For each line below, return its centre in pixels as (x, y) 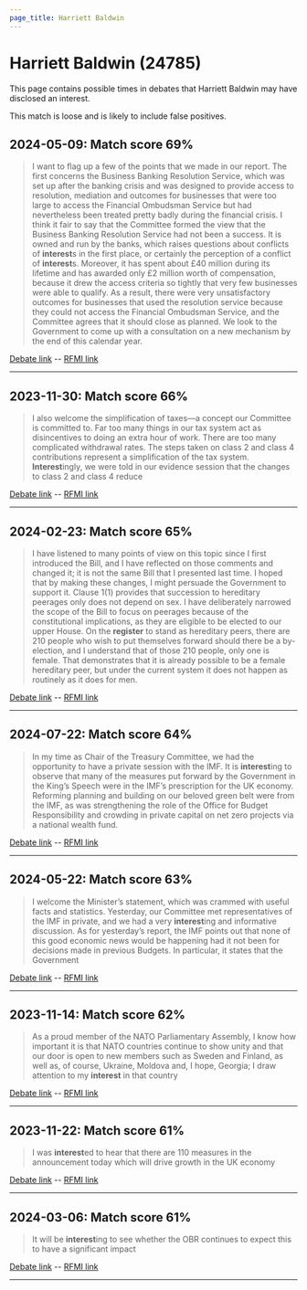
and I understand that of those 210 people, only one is (168, 650)
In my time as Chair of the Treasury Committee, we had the (143, 756)
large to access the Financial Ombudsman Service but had (142, 206)
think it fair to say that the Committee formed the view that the (149, 225)
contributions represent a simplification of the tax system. (140, 457)
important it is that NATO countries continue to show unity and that (157, 1046)
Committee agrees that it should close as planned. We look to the (154, 322)
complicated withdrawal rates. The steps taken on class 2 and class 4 (163, 448)
